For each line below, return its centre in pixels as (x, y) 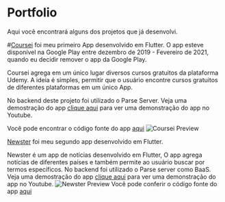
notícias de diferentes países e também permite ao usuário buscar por (106, 162)
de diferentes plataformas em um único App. (70, 87)
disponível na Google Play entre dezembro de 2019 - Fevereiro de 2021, (108, 52)
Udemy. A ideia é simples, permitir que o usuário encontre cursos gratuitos (112, 79)
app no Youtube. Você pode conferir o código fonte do (112, 184)
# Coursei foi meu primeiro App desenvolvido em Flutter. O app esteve (105, 45)
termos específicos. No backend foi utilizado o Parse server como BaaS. (109, 169)
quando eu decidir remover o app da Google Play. (77, 59)
